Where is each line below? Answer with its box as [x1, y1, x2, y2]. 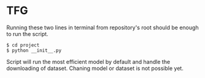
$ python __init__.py [6, 47, 62, 54]
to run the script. [6, 30, 48, 37]
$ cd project [6, 42, 40, 48]
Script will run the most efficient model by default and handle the [6, 58, 171, 65]
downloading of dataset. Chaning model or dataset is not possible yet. [6, 65, 184, 72]
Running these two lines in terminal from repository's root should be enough [6, 24, 199, 31]
